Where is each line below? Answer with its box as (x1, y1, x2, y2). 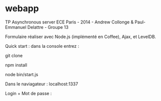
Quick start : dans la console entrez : (5, 43, 80, 49)
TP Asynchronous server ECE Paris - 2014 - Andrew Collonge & (5, 19, 134, 25)
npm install (5, 62, 27, 68)
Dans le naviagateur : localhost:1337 (5, 81, 79, 87)
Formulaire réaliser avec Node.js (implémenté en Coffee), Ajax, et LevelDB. (5, 34, 156, 40)
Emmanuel (5, 24, 27, 30)
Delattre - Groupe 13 (27, 24, 69, 30)
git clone (5, 52, 23, 59)
